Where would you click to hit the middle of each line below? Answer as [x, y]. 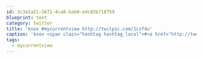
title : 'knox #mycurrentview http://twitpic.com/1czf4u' [79, 29]
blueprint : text [27, 18]
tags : [13, 40]
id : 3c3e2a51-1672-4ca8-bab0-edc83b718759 [60, 12]
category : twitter [29, 23]
